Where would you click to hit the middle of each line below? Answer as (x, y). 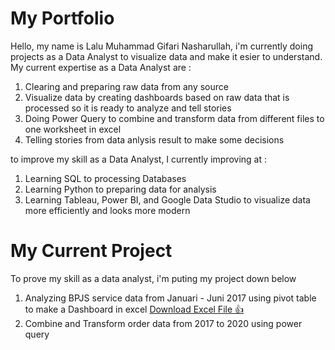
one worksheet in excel (73, 129)
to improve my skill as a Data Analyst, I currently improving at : (138, 159)
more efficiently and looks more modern (107, 210)
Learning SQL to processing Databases (105, 178)
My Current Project (91, 251)
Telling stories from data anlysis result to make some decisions (154, 139)
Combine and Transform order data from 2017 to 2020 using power (163, 323)
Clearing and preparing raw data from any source (126, 86)
